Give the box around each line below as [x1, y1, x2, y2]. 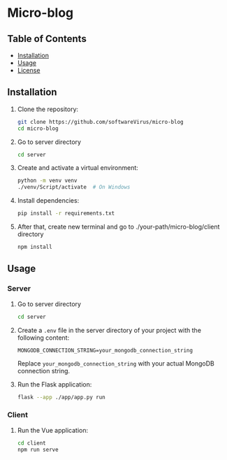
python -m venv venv [17, 177, 78, 185]
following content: [17, 333, 70, 342]
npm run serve [17, 446, 59, 453]
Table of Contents [7, 33, 87, 45]
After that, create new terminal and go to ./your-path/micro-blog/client [17, 222, 220, 231]
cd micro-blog [17, 124, 59, 132]
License [17, 66, 41, 74]
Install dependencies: [17, 196, 80, 205]
